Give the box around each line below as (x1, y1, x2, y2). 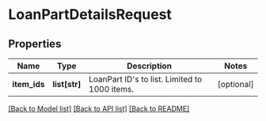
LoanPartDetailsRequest (8, 6, 173, 24)
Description (126, 61, 173, 71)
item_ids (12, 79, 45, 89)
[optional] (217, 79, 254, 89)
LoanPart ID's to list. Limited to (88, 74, 203, 85)
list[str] (52, 79, 82, 89)
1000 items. (88, 84, 135, 94)
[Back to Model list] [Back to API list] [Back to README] (8, 104, 190, 113)
